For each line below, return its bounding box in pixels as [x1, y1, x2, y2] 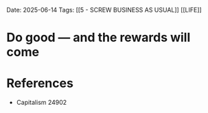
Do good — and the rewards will [6, 30, 191, 45]
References [6, 75, 73, 91]
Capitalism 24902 [16, 99, 67, 107]
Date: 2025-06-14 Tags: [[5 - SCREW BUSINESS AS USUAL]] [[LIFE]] [6, 6, 202, 14]
